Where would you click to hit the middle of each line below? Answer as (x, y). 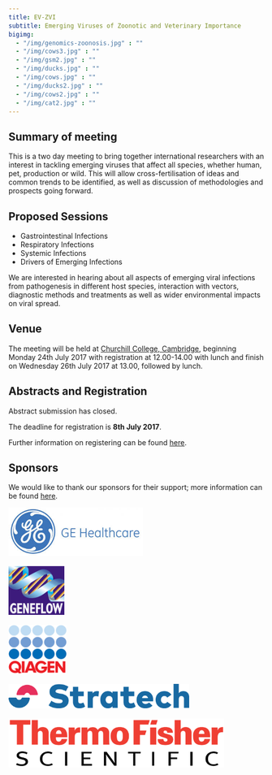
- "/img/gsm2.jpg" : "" (56, 60)
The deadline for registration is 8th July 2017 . (85, 426)
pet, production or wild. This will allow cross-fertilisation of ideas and (124, 174)
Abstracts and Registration (78, 391)
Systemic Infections (53, 253)
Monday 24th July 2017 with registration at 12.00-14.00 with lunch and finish (136, 357)
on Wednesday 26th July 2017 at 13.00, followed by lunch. (106, 366)
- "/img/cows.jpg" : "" (56, 77)
